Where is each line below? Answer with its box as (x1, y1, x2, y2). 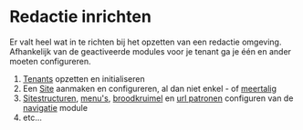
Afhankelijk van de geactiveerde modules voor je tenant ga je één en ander (9, 45, 292, 56)
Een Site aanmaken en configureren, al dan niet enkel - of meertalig (22, 83, 277, 94)
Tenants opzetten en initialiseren (22, 73, 145, 84)
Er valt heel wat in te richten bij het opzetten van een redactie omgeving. (9, 36, 282, 47)
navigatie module (22, 102, 89, 113)
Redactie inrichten (9, 6, 152, 27)
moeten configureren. (9, 55, 91, 66)
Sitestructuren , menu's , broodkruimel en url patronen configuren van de (22, 93, 294, 104)
